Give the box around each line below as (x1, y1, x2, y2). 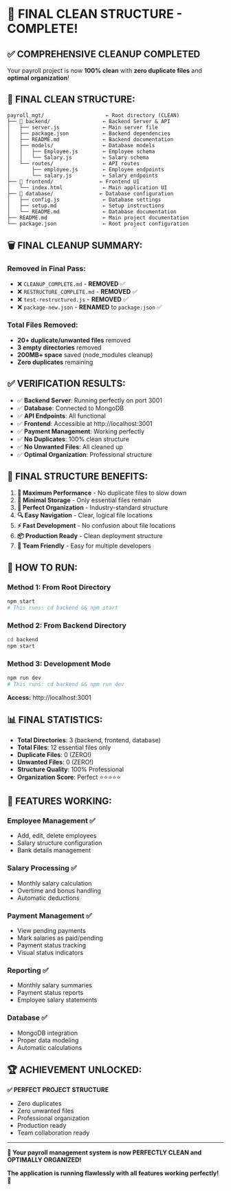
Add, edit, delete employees (16, 832, 97, 840)
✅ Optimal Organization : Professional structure (16, 450, 153, 458)
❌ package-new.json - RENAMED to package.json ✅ (16, 303, 163, 311)
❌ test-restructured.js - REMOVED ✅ (16, 295, 129, 303)
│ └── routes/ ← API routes (7, 160, 140, 167)
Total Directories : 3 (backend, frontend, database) (16, 736, 162, 744)
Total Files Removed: (7, 320, 78, 330)
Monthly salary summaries (16, 981, 93, 989)
